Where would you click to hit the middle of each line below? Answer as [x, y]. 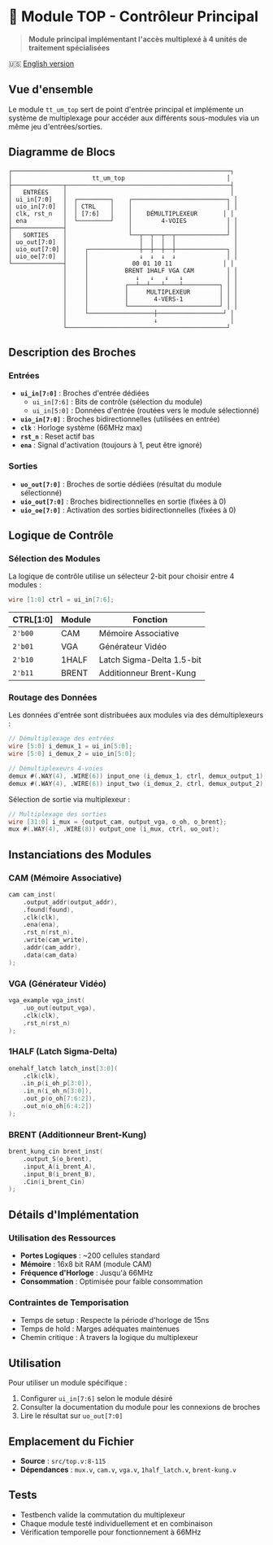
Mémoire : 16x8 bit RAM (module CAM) [86, 1264]
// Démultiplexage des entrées [61, 739]
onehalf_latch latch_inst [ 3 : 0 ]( [63, 1068]
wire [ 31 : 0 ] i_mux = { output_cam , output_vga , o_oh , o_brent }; [118, 822]
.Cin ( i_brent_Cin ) [54, 1182]
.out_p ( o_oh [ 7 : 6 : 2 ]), [59, 1099]
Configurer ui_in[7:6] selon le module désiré [96, 1399]
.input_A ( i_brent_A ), [59, 1167]
